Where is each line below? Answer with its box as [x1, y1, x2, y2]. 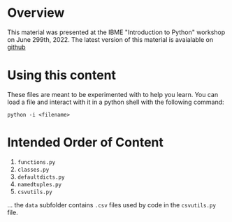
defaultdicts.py [17, 173, 65, 181]
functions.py [17, 158, 56, 165]
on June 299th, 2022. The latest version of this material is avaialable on [7, 35, 214, 43]
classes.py [17, 166, 50, 173]
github [7, 43, 26, 51]
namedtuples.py [17, 181, 62, 188]
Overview [7, 5, 65, 21]
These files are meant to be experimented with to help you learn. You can [7, 90, 219, 98]
